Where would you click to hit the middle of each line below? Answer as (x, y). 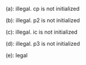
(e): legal (17, 55)
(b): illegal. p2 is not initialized (43, 20)
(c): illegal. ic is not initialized (42, 32)
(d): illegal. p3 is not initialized (43, 44)
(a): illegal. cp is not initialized (43, 9)
